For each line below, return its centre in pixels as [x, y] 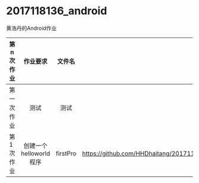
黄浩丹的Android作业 [31, 28]
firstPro [66, 153]
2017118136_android [57, 11]
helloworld [36, 153]
